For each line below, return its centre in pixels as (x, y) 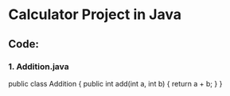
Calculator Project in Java (95, 15)
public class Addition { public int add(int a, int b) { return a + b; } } (115, 83)
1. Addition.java (39, 67)
